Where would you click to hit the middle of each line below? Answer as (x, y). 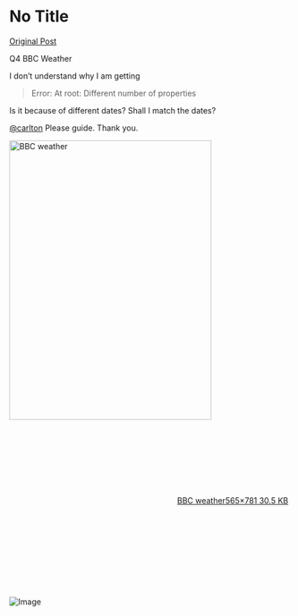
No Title (39, 17)
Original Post (33, 41)
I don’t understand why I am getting (75, 76)
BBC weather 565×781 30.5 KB (233, 500)
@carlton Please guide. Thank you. (74, 128)
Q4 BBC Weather (41, 58)
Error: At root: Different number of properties (114, 93)
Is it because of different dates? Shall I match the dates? (113, 110)
